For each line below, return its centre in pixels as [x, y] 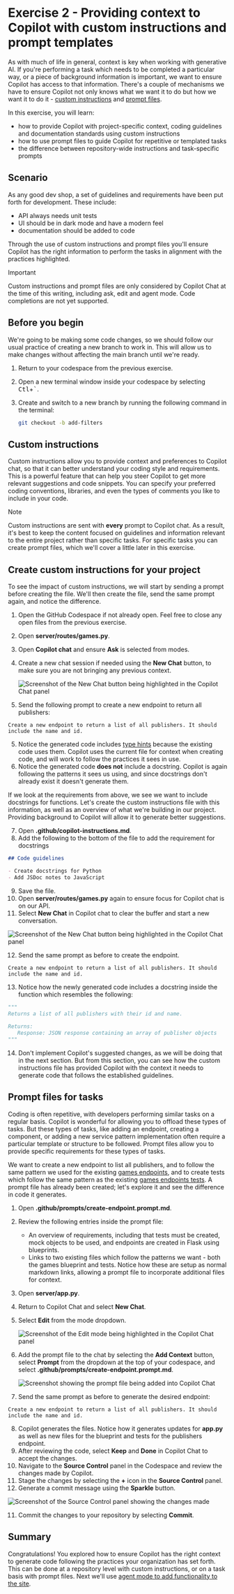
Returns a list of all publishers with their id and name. [95, 1014]
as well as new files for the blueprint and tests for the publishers [110, 1436]
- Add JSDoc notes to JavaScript [56, 877]
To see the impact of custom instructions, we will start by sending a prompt [116, 587]
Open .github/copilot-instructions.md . [75, 831]
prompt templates [61, 43]
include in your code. [38, 498]
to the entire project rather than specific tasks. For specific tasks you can [113, 540]
